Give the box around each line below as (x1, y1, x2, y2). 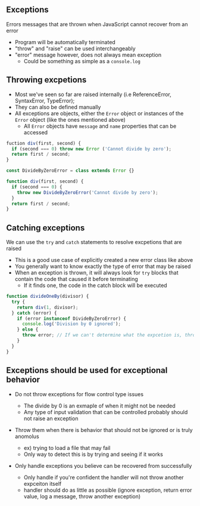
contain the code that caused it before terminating (14, 276, 138, 283)
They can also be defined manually (14, 103, 101, 110)
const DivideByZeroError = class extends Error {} (6, 168, 135, 174)
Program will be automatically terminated (14, 38, 116, 45)
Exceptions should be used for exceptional (6, 365, 168, 375)
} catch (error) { (11, 310, 58, 316)
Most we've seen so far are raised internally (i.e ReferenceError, (14, 91, 171, 98)
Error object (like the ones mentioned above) (14, 116, 126, 123)
